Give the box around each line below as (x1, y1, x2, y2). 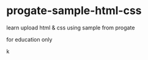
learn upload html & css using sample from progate (6, 24, 135, 31)
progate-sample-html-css (6, 4, 142, 18)
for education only (6, 36, 53, 43)
